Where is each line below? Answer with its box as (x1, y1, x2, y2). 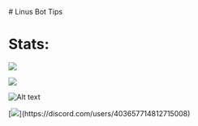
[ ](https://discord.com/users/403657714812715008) (8, 108, 191, 118)
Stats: (8, 36, 50, 53)
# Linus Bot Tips (8, 7, 63, 16)
